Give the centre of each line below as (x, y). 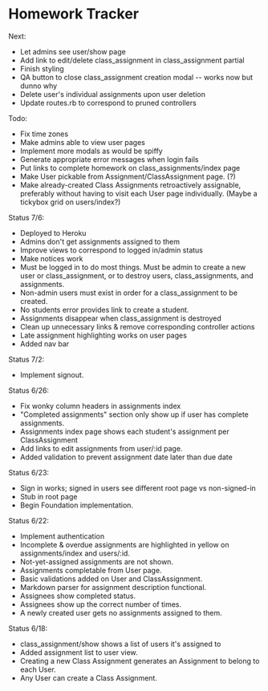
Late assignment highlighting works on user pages (103, 335)
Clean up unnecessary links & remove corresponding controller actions (137, 326)
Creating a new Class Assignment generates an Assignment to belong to (140, 661)
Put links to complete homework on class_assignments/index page (130, 168)
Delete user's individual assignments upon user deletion (113, 94)
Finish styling (42, 68)
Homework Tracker (73, 14)
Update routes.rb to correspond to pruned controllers (108, 103)
